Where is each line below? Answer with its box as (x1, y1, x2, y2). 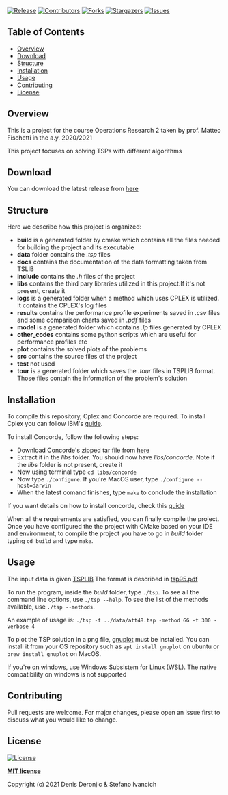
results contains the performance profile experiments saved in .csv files (16, 309, 220, 317)
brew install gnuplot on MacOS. (7, 649, 101, 657)
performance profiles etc (16, 338, 87, 346)
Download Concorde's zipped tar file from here (16, 446, 150, 455)
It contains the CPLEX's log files (16, 301, 107, 310)
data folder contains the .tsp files (16, 251, 111, 259)
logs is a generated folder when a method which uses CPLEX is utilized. (16, 294, 220, 303)
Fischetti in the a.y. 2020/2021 (7, 134, 93, 142)
